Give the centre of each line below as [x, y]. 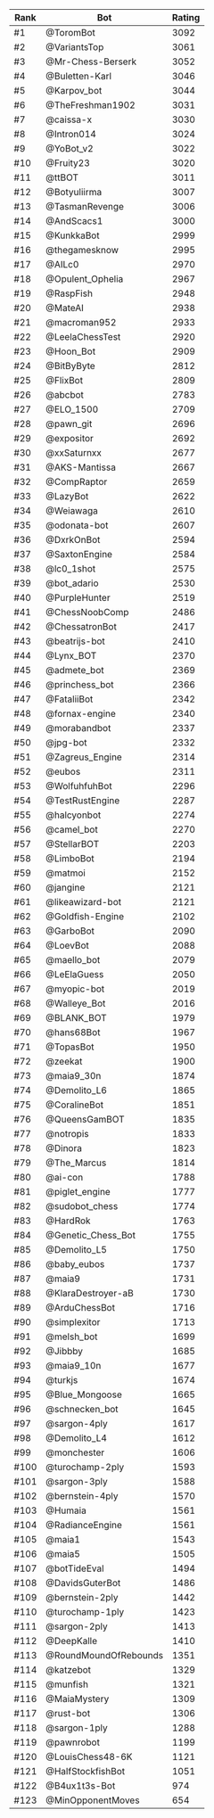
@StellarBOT [73, 844]
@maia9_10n [74, 1366]
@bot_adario [73, 583]
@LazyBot [67, 496]
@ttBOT [62, 177]
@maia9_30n [74, 1076]
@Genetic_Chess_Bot [91, 1235]
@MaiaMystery [78, 1699]
